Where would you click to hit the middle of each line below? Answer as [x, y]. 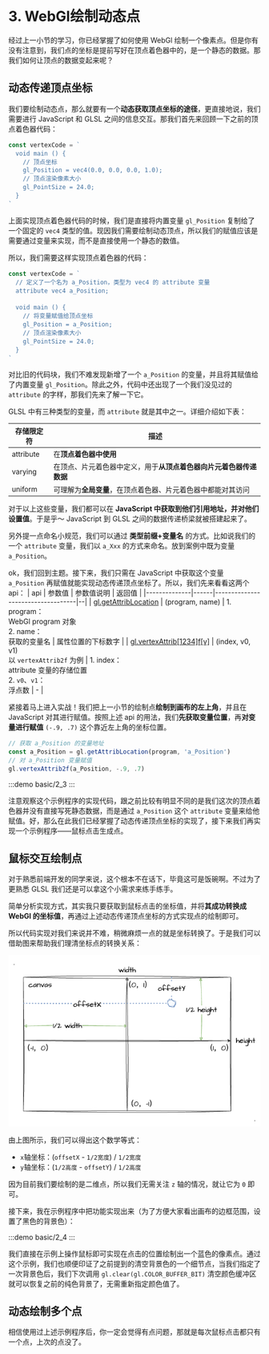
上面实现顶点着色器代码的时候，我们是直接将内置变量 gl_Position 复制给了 [132, 220]
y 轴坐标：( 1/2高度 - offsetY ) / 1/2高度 [80, 1166]
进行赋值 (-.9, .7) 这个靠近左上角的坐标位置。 [93, 727]
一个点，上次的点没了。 [47, 1342]
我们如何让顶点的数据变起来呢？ [61, 60]
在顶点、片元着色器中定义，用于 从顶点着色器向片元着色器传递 [155, 467]
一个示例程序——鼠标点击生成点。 [71, 831]
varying [24, 471]
